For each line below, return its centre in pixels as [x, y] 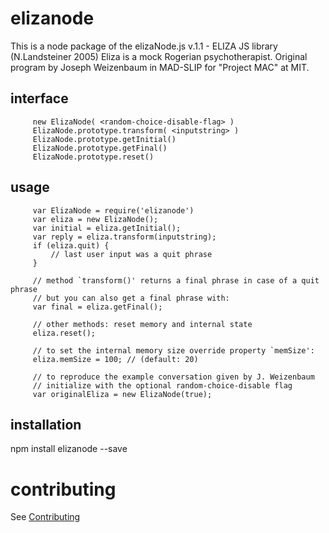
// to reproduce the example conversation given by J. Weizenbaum [173, 377]
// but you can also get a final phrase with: [131, 298]
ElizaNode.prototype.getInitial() [104, 139]
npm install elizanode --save [69, 449]
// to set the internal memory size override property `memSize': [173, 350]
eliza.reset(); [64, 333]
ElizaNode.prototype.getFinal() [100, 148]
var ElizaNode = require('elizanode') [113, 210]
